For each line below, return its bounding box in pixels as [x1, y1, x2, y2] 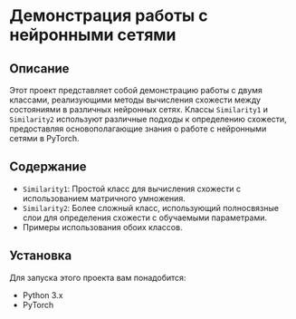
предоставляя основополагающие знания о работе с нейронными [9, 123, 267, 134]
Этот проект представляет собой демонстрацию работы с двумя [9, 85, 263, 95]
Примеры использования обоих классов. [22, 221, 183, 232]
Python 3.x [22, 289, 63, 300]
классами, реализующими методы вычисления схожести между [9, 94, 261, 105]
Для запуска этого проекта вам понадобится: [9, 272, 186, 283]
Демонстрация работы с [9, 5, 208, 26]
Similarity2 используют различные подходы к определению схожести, [9, 114, 287, 124]
